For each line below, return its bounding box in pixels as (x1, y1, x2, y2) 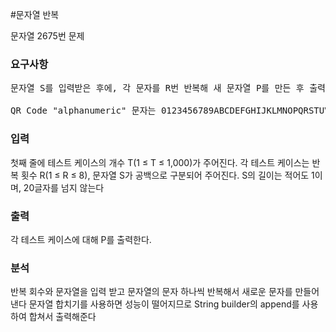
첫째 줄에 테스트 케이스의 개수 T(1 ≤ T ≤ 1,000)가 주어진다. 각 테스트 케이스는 (10, 156, 310, 168)
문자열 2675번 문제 (10, 30, 85, 42)
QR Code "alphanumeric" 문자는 (10, 105, 157, 117)
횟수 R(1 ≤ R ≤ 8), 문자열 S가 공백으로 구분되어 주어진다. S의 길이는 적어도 (20, 169, 310, 181)
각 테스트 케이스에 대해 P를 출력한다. (10, 233, 152, 245)
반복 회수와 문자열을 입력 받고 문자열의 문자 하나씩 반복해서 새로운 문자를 (10, 286, 293, 298)
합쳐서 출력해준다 (28, 311, 97, 323)
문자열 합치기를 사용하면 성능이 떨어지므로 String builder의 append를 (28, 298, 300, 310)
